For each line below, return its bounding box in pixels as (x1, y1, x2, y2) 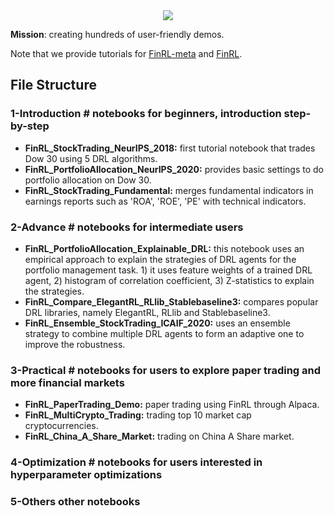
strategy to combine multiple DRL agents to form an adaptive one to (24, 327, 305, 339)
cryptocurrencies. (24, 420, 99, 432)
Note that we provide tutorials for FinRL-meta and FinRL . (10, 48, 243, 59)
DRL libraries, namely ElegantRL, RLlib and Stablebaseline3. (24, 306, 271, 318)
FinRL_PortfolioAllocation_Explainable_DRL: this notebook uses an (24, 242, 305, 254)
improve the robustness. (24, 338, 126, 350)
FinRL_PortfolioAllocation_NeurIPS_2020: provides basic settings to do (24, 163, 324, 175)
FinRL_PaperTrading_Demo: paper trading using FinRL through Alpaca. (24, 399, 320, 411)
